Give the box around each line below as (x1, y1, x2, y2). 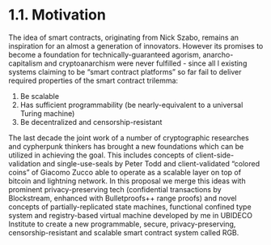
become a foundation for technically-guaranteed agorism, (8, 49, 201, 59)
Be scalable (19, 91, 59, 101)
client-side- (195, 150, 235, 160)
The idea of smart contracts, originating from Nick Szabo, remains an (8, 32, 239, 42)
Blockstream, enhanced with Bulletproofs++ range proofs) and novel (8, 193, 237, 203)
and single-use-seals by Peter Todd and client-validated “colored (42, 158, 260, 168)
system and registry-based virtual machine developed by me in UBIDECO (8, 210, 253, 220)
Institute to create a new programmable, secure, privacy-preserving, (8, 219, 236, 229)
